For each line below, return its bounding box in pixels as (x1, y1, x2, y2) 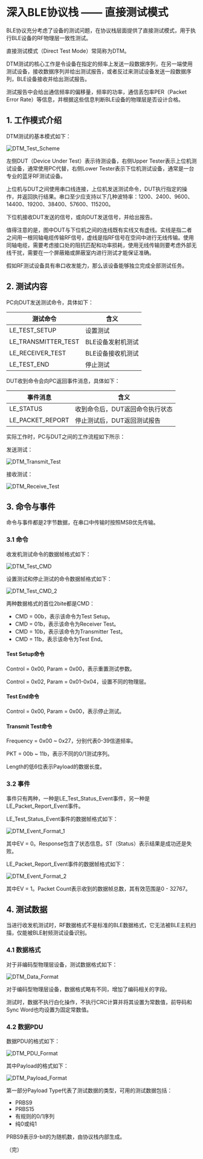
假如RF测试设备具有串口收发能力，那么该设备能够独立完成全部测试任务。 (6, 262, 188, 269)
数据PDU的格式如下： (6, 1037, 60, 1044)
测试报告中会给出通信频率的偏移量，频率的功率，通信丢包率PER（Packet (6, 88, 187, 95)
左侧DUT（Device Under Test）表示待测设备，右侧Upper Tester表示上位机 (6, 157, 192, 164)
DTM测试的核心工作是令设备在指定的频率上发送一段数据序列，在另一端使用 (6, 60, 193, 67)
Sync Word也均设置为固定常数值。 (6, 1005, 92, 1013)
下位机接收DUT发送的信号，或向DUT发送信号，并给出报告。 (6, 213, 156, 220)
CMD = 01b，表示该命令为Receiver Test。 (14, 620, 120, 627)
